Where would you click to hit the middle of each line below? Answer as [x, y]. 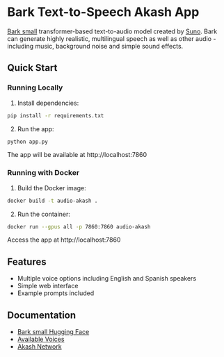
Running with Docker [43, 173]
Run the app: [35, 128]
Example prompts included [56, 293]
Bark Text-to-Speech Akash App [103, 12]
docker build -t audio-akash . [53, 201]
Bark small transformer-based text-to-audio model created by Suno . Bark [112, 31]
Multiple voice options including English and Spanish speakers [107, 279]
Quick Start [32, 68]
